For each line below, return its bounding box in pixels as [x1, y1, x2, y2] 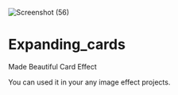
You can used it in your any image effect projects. [8, 77, 171, 87]
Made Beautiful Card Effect [8, 61, 97, 71]
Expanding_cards [8, 36, 126, 53]
